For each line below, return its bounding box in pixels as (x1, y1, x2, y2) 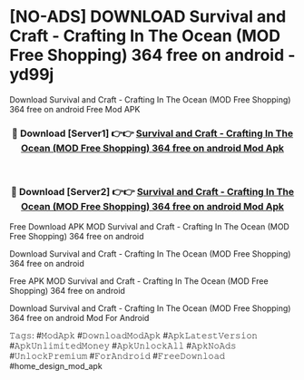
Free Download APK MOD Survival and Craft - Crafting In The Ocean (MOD (9, 220, 290, 232)
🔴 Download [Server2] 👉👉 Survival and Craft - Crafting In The (10, 186, 295, 199)
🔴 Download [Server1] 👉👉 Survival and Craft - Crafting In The (12, 127, 293, 140)
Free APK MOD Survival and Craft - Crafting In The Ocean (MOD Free (9, 275, 270, 287)
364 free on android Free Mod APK (9, 103, 141, 114)
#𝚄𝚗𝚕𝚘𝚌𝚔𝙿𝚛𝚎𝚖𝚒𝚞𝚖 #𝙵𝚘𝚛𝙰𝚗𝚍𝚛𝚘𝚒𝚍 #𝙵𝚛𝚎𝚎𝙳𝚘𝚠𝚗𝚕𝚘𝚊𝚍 (9, 350, 225, 361)
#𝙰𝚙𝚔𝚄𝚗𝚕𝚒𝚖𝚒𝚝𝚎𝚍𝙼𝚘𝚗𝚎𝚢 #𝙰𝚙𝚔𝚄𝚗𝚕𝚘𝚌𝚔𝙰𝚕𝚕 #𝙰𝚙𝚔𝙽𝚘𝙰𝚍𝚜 (9, 340, 237, 351)
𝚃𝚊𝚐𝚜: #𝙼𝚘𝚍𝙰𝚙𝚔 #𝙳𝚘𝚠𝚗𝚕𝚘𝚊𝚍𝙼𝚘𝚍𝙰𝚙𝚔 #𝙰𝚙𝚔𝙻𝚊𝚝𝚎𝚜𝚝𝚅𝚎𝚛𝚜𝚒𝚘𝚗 (9, 329, 259, 341)
